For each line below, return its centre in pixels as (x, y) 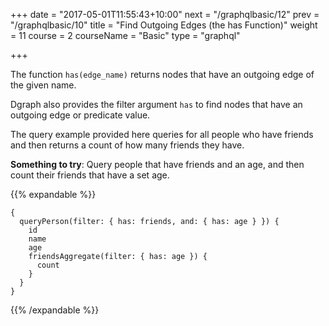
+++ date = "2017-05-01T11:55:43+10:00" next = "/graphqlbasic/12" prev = (165, 14)
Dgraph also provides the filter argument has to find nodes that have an (156, 104)
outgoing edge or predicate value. (80, 115)
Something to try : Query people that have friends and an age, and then (157, 164)
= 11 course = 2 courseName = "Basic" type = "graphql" (125, 35)
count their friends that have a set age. (90, 175)
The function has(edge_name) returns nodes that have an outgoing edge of (162, 74)
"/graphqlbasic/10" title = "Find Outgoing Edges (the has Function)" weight (164, 25)
